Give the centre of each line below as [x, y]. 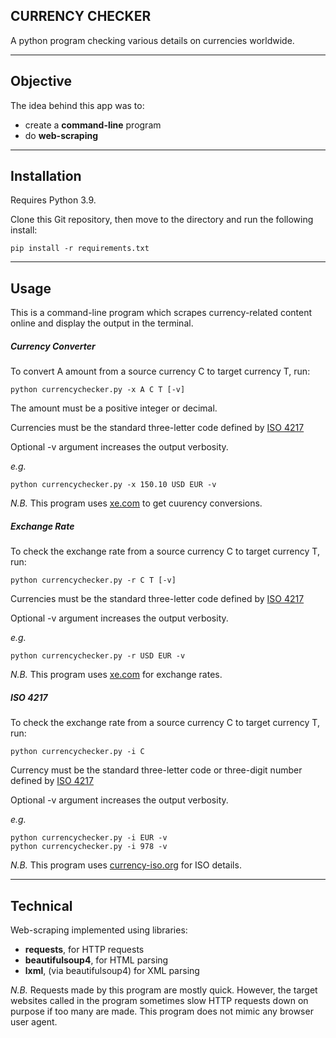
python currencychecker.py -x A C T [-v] [98, 390]
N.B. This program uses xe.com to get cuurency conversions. [136, 503]
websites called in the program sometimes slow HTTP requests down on [159, 1000]
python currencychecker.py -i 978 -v [89, 847]
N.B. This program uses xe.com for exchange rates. [116, 675]
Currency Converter [53, 346]
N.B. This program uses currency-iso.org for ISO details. [126, 865]
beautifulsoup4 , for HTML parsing [96, 960]
